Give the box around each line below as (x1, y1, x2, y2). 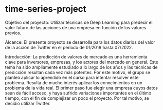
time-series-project (5, 3, 87, 15)
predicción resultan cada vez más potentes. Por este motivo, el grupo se (5, 69, 150, 75)
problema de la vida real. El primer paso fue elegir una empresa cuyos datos (5, 85, 158, 91)
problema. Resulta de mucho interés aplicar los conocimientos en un (5, 79, 143, 86)
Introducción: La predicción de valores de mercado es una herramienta (5, 54, 147, 59)
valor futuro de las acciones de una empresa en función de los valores (5, 24, 146, 30)
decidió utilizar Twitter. (5, 100, 51, 106)
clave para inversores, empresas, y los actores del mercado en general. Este (5, 59, 159, 65)
